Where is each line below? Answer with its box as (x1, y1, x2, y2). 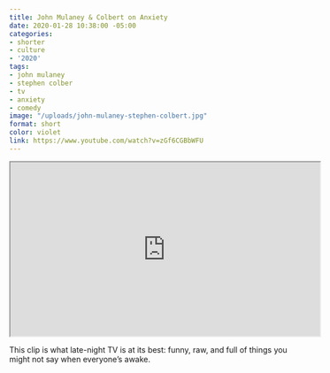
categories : (9, 29, 53, 38)
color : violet (9, 128, 62, 137)
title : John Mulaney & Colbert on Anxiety (9, 12, 168, 22)
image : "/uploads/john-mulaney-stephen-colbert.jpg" (9, 111, 208, 120)
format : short (9, 120, 62, 129)
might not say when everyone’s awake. (9, 354, 151, 364)
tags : (9, 63, 29, 72)
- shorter (9, 37, 46, 47)
